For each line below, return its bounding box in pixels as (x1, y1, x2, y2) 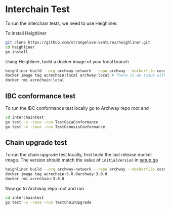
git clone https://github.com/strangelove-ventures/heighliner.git (5, 39, 151, 45)
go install (5, 49, 28, 54)
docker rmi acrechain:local (5, 77, 65, 83)
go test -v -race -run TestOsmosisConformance (5, 124, 105, 130)
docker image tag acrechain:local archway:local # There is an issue (5, 73, 155, 78)
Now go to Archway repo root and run (5, 186, 84, 192)
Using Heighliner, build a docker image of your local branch (5, 58, 129, 64)
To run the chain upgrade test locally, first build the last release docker (5, 152, 153, 158)
